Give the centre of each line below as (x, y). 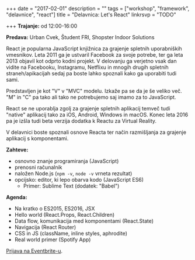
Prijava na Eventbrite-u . (34, 251)
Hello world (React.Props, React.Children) (65, 215)
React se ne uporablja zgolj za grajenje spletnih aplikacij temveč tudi (88, 108)
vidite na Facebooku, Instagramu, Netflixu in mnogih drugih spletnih (88, 67)
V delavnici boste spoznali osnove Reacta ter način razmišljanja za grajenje (96, 132)
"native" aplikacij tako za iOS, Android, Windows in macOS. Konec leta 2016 (97, 115)
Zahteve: (17, 150)
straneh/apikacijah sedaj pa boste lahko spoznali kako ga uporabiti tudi (91, 73)
